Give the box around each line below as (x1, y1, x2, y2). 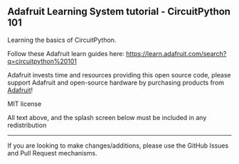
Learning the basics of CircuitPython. (7, 35, 117, 44)
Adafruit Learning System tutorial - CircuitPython (7, 6, 231, 18)
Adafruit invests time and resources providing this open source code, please (7, 70, 231, 79)
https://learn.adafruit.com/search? (125, 49, 227, 58)
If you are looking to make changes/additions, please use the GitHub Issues (7, 141, 229, 150)
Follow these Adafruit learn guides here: (7, 49, 124, 58)
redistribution (7, 121, 47, 129)
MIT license (7, 99, 42, 108)
